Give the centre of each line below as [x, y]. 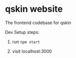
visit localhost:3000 [32, 51]
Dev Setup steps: [22, 32]
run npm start [26, 42]
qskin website [34, 9]
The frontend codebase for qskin [38, 23]
